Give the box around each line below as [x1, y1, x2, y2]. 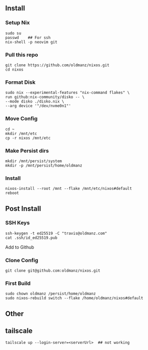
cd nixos [5, 67, 24, 72]
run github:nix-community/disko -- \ [5, 94, 85, 100]
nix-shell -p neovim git [5, 39, 58, 44]
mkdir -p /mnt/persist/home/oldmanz [5, 163, 82, 168]
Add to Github [5, 244, 34, 250]
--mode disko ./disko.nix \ [5, 99, 65, 104]
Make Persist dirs [5, 147, 49, 154]
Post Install [5, 204, 41, 213]
